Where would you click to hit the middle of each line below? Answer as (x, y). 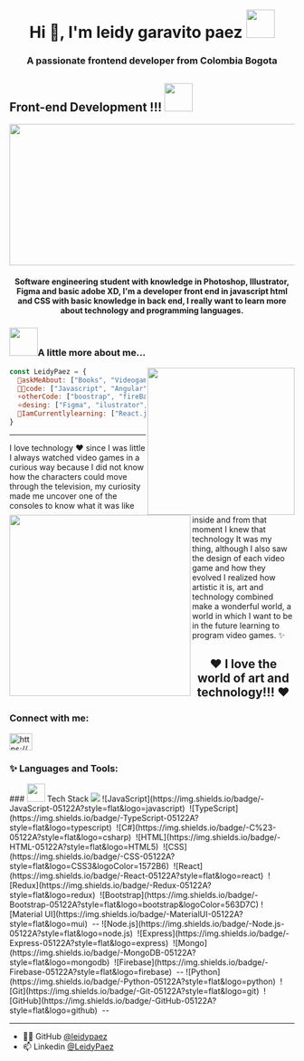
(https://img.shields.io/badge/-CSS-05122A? (92, 856)
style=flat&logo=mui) (49, 923)
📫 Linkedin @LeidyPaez (68, 1047)
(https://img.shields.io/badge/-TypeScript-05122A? (104, 817)
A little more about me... (92, 353)
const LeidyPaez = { (48, 371)
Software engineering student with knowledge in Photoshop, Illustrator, (152, 282)
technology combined (233, 597)
